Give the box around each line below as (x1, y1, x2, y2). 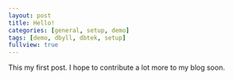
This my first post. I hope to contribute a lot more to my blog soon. (8, 63, 225, 72)
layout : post (8, 11, 52, 20)
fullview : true (8, 41, 59, 49)
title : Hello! (8, 19, 56, 27)
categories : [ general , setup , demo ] (8, 26, 130, 34)
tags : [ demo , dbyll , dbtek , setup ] (8, 33, 126, 42)
